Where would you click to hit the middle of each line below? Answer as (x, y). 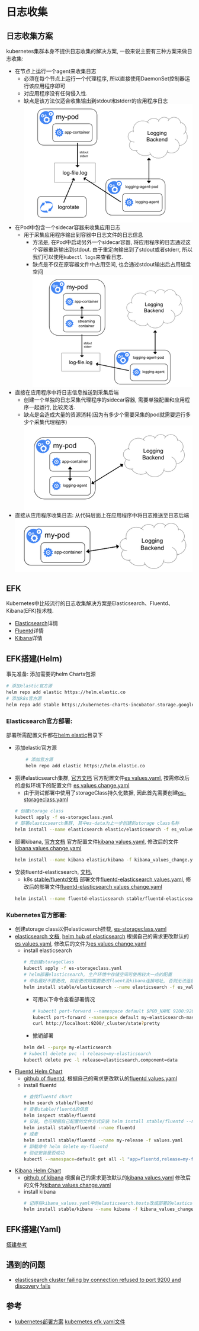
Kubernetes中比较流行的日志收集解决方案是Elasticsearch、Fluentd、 (90, 603)
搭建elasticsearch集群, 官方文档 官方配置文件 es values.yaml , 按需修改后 (102, 778)
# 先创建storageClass (49, 962)
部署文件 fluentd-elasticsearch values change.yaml (101, 887)
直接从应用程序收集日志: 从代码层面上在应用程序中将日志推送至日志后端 (102, 515)
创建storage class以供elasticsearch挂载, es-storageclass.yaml (91, 929)
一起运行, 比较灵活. (52, 407)
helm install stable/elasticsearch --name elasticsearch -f (99, 987)
